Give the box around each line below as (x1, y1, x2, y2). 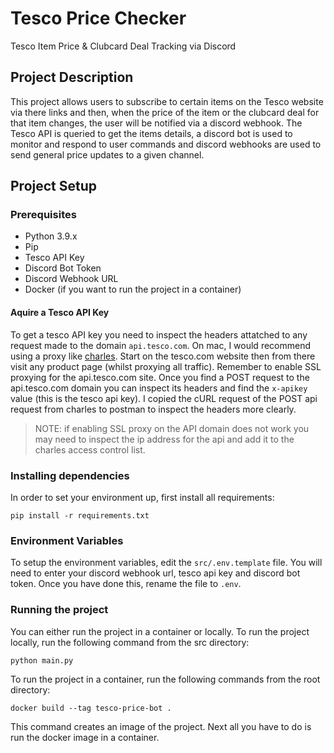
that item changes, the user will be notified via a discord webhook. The (10, 117, 303, 129)
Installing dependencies (10, 468, 130, 482)
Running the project (10, 603, 109, 617)
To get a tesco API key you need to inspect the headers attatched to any (10, 328, 308, 341)
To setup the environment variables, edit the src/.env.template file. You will (10, 557, 323, 569)
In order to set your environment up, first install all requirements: (10, 491, 275, 503)
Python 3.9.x (24, 230, 78, 242)
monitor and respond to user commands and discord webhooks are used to (10, 138, 322, 150)
